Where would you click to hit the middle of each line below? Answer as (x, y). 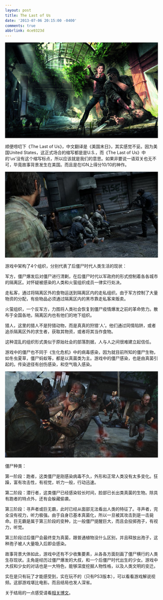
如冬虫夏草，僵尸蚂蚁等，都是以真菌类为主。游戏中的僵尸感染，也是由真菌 (79, 358)
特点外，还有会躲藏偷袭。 (47, 499)
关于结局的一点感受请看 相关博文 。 (39, 593)
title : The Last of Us (28, 15)
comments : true (20, 26)
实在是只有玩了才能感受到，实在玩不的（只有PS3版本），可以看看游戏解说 (78, 576)
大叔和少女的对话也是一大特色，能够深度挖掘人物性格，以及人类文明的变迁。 (81, 566)
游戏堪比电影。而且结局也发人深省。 (58, 582)
